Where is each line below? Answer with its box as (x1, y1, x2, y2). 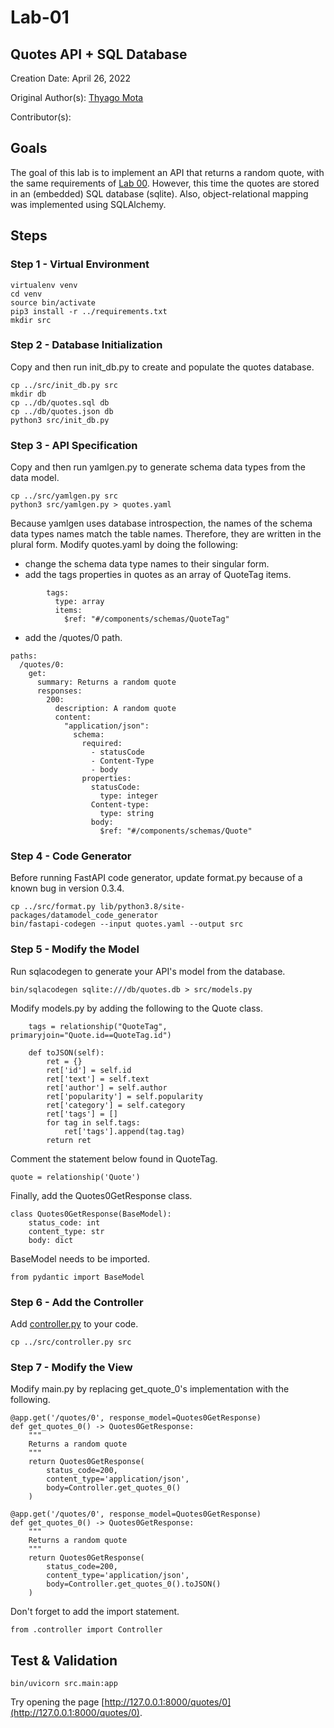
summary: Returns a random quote (36, 677, 177, 688)
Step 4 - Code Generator (10, 849, 132, 863)
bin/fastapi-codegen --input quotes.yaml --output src (10, 919, 244, 930)
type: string (99, 809, 155, 819)
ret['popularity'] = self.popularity (46, 1091, 203, 1101)
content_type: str (28, 1226, 105, 1236)
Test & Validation (10, 1652, 118, 1669)
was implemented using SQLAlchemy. (10, 198, 167, 210)
